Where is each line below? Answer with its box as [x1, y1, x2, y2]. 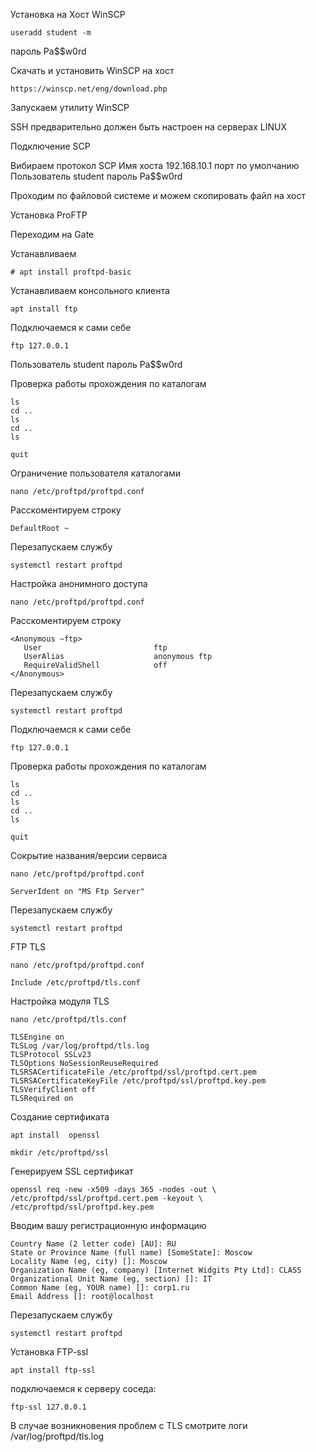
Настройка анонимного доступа [10, 578, 148, 589]
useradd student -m [10, 28, 92, 38]
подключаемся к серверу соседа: [10, 1383, 157, 1394]
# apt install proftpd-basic [10, 267, 132, 277]
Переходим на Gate [10, 229, 95, 240]
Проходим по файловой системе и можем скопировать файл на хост [10, 190, 306, 201]
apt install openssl [10, 1130, 101, 1140]
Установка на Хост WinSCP [10, 9, 126, 20]
